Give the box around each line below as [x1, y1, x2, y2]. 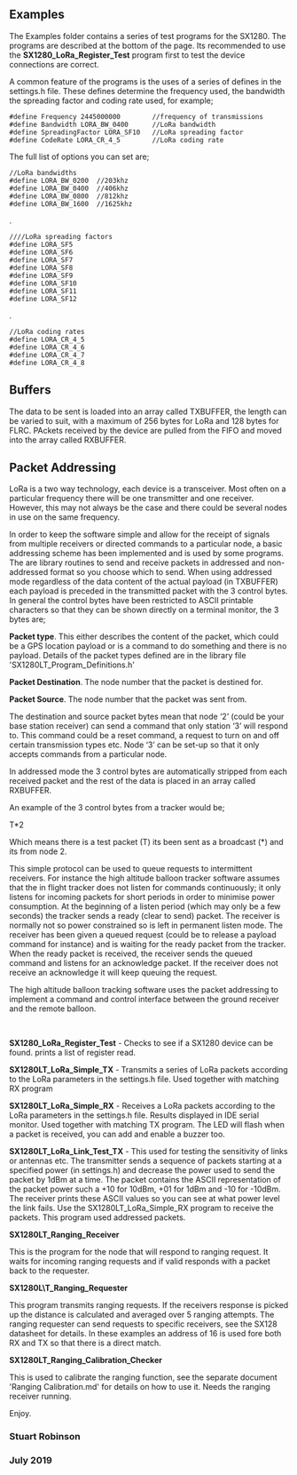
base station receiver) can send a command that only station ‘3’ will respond [9, 721, 288, 731]
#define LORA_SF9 [9, 271, 74, 280]
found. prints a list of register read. [9, 1048, 136, 1058]
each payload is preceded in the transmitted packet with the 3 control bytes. [9, 586, 288, 596]
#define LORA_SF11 [9, 286, 77, 296]
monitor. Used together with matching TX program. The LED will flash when [9, 1120, 285, 1130]
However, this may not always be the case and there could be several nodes [9, 502, 288, 514]
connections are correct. [9, 59, 99, 69]
